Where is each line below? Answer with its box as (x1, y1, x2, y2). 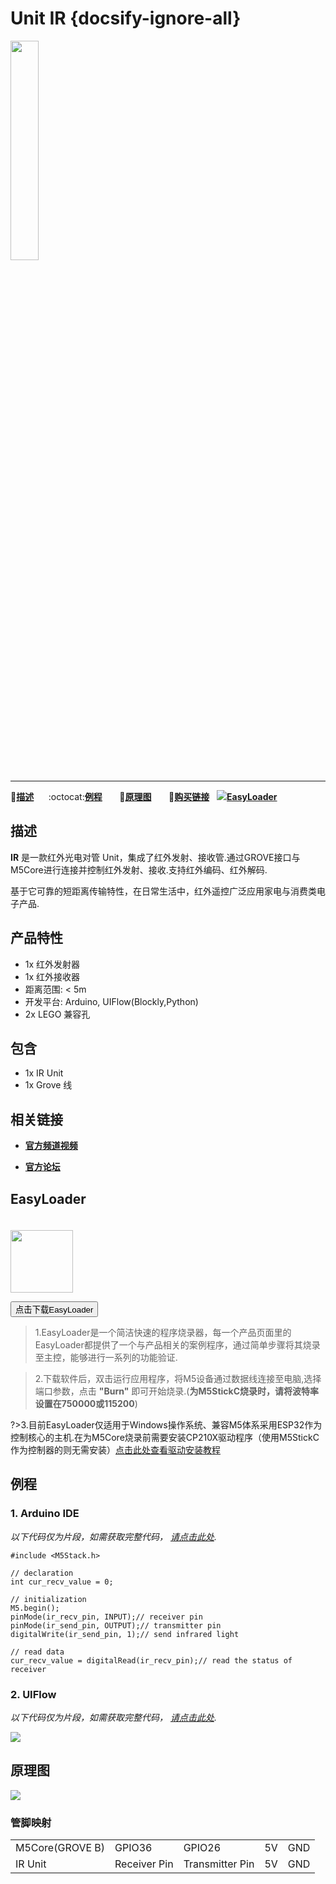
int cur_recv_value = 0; (10, 1577, 114, 1587)
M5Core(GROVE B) (15, 1841, 106, 1855)
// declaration (10, 1568, 74, 1578)
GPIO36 (114, 1841, 153, 1855)
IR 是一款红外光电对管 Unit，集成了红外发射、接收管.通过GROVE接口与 (10, 851, 301, 863)
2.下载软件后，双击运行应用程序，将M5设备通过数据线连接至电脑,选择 (34, 1373, 322, 1384)
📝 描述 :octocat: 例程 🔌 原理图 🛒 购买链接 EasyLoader (10, 790, 278, 802)
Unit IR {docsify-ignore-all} (10, 7, 242, 30)
